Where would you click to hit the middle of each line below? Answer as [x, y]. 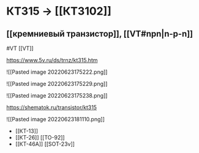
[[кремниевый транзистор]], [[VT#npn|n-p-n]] [100, 34]
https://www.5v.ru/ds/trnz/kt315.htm [52, 60]
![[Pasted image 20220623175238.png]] [57, 95]
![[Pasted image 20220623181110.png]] [56, 119]
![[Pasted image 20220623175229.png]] [57, 84]
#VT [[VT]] [20, 48]
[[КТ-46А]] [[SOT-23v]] [45, 144]
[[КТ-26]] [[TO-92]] [40, 137]
